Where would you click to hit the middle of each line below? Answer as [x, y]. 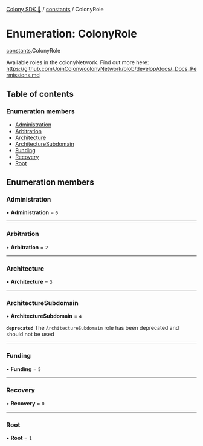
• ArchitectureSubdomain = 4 [44, 316]
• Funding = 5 [24, 369]
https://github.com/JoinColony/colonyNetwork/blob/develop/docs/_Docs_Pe [101, 68]
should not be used [30, 334]
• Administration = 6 [32, 212]
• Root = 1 [19, 438]
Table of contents [40, 94]
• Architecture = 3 [29, 281]
